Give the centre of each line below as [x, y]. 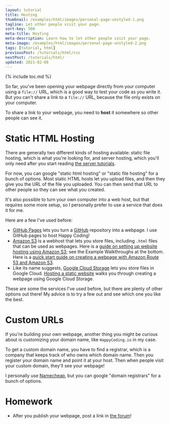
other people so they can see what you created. [55, 190]
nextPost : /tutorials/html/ [35, 57]
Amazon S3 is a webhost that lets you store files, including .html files [85, 241]
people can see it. [24, 118]
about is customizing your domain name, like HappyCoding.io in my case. [81, 340]
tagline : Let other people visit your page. [53, 24]
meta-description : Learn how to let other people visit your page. [78, 39]
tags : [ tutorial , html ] [30, 48]
